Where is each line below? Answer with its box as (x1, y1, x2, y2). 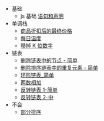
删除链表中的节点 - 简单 (20, 57, 78, 64)
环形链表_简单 (20, 71, 54, 79)
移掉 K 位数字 (20, 42, 53, 49)
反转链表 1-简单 (20, 86, 58, 93)
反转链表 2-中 (20, 94, 54, 100)
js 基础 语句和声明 (20, 12, 64, 19)
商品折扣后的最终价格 (20, 27, 72, 34)
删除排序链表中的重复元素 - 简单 (20, 64, 98, 71)
